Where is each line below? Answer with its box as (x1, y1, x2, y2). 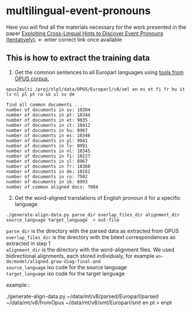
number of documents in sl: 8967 (6, 158, 88, 164)
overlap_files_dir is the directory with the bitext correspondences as (6, 233, 176, 240)
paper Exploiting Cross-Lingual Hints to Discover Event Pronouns (6, 29, 164, 36)
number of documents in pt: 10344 (6, 112, 91, 118)
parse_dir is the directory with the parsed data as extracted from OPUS (6, 227, 179, 234)
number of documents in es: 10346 (6, 132, 91, 139)
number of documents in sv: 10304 (6, 107, 91, 113)
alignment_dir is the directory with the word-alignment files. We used (6, 246, 175, 253)
